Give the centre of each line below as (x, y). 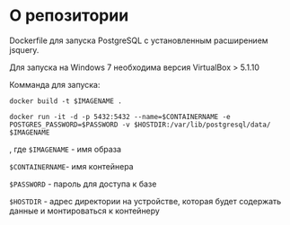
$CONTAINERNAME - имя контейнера (71, 166)
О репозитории (69, 16)
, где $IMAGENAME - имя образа (66, 149)
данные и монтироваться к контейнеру (84, 211)
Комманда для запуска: (55, 84)
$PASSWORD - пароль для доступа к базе (83, 184)
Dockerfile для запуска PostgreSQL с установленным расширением (139, 40)
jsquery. (24, 49)
